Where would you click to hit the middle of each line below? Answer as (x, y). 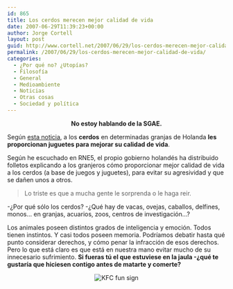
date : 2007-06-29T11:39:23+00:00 (55, 26)
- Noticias (29, 91)
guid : (15, 46)
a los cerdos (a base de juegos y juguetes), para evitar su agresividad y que (115, 172)
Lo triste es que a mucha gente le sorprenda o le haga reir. (108, 193)
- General (27, 78)
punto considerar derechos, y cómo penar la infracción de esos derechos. (113, 242)
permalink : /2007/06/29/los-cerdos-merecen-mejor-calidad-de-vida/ (107, 53)
